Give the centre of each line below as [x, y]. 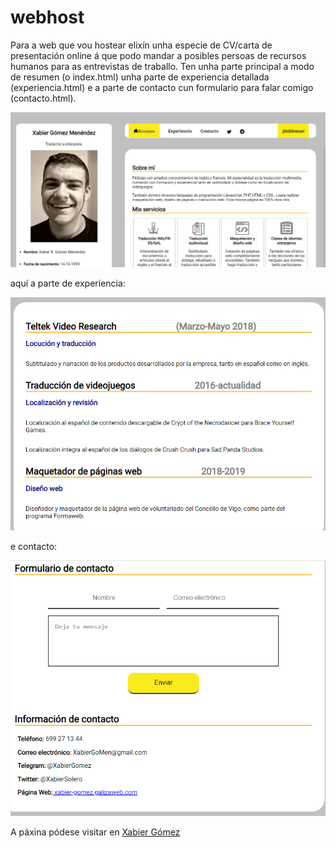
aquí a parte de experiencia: [68, 283]
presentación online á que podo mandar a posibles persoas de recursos [158, 55]
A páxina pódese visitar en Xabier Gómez [95, 832]
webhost [47, 17]
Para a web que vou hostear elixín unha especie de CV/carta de [141, 45]
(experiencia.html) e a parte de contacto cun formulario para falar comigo [162, 87]
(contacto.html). [43, 98]
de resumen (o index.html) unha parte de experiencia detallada [140, 77]
